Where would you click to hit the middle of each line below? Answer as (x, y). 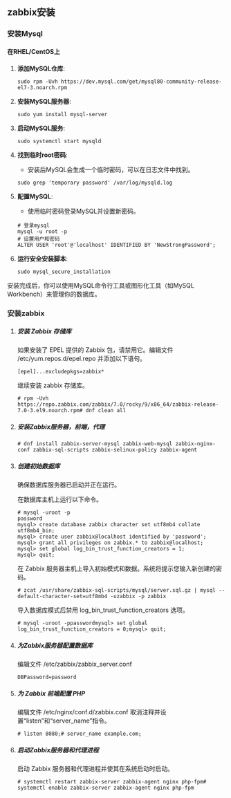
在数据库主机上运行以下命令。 (59, 499)
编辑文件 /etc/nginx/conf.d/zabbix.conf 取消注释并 (89, 712)
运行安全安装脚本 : (42, 259)
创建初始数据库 (38, 466)
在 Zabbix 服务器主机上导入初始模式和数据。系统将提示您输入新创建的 (117, 568)
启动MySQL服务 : (41, 128)
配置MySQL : (35, 196)
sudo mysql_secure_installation (64, 272)
